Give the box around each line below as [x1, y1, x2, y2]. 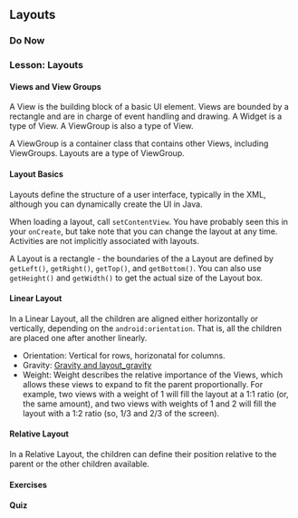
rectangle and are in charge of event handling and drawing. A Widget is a [9, 111, 283, 122]
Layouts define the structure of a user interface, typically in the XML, [9, 189, 266, 200]
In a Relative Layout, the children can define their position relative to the [9, 449, 277, 460]
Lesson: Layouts [9, 59, 84, 72]
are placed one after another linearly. [9, 332, 148, 343]
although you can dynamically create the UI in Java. [9, 199, 203, 210]
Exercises [9, 479, 48, 490]
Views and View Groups [9, 81, 101, 92]
